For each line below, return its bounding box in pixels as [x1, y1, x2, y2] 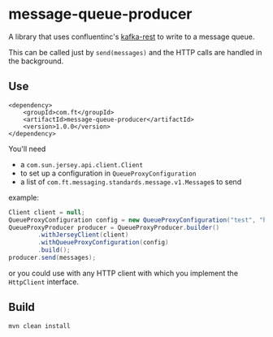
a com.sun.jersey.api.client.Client [19, 159, 144, 169]
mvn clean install [8, 322, 71, 330]
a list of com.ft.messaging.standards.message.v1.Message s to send [19, 176, 242, 187]
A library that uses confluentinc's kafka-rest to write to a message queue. [8, 32, 255, 41]
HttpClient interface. [8, 277, 80, 287]
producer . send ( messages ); [8, 253, 96, 261]
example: [8, 192, 39, 202]
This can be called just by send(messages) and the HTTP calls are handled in [8, 47, 262, 57]
